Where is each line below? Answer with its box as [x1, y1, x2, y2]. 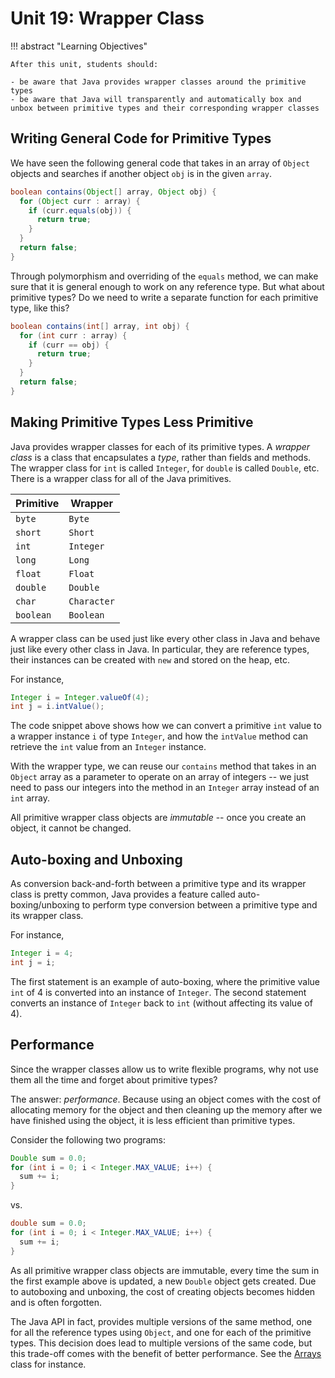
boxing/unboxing [10, 899, 80, 911]
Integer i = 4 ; [10, 948, 74, 959]
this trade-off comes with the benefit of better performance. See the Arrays [10, 1347, 322, 1359]
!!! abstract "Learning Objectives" [10, 40, 148, 52]
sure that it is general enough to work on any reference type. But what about [10, 280, 325, 292]
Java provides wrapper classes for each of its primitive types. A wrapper [10, 440, 311, 452]
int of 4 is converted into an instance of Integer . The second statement [10, 986, 307, 998]
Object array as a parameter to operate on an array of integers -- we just [10, 771, 310, 783]
